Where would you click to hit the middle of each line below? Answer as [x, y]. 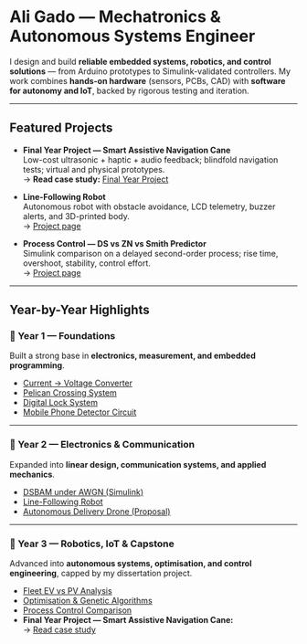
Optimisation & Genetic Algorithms [87, 601]
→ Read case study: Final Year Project [95, 179]
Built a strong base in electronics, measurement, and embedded [132, 356]
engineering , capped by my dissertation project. [101, 574]
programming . [37, 365]
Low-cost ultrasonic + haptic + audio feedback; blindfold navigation [150, 159]
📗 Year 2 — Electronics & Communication [102, 445]
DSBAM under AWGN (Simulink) [83, 491]
